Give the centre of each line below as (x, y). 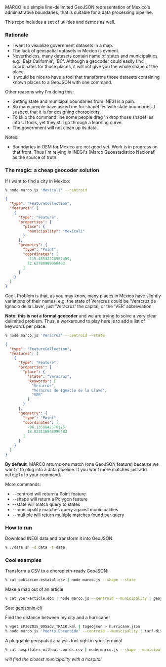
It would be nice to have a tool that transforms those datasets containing (86, 77)
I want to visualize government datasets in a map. (63, 45)
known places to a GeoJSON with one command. (62, 82)
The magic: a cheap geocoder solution (52, 170)
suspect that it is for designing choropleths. (57, 112)
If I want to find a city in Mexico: (38, 181)
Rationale (17, 35)
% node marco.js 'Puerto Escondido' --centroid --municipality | (74, 631)
